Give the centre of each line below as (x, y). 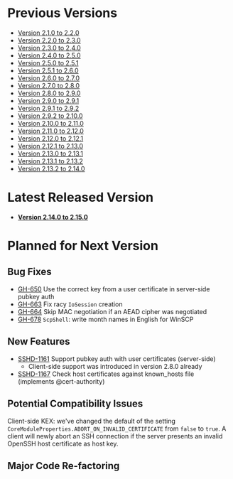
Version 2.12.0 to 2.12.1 (50, 138)
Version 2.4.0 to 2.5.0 (49, 55)
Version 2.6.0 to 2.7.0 (49, 78)
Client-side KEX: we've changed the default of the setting (92, 421)
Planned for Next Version (83, 246)
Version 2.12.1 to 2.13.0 (50, 146)
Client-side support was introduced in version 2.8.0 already (115, 366)
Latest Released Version (81, 198)
